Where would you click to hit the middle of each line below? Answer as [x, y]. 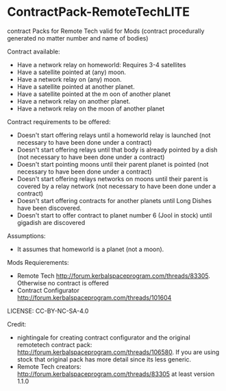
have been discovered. [49, 208]
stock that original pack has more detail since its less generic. [104, 359]
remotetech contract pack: [54, 344]
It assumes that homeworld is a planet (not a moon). [90, 249]
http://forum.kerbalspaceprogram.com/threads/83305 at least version [116, 374]
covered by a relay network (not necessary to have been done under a [116, 186]
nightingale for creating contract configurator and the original [103, 337]
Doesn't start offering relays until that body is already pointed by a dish [117, 150]
